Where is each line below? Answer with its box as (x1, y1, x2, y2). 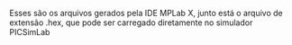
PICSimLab (9, 27, 50, 37)
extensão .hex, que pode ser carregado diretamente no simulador (9, 17, 253, 28)
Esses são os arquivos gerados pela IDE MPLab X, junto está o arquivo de (9, 8, 284, 18)
